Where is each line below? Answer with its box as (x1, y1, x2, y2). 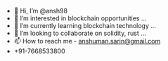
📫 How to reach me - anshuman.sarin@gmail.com (13, 37, 161, 45)
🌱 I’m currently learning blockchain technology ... (13, 22, 157, 29)
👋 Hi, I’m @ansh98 (13, 7, 68, 15)
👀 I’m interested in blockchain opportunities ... (13, 14, 147, 22)
